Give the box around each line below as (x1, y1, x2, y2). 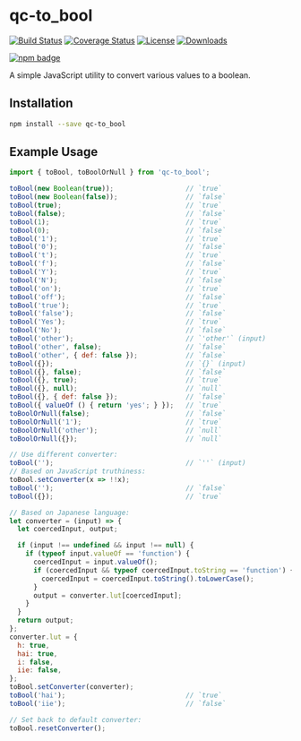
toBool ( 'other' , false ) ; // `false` (9, 342, 227, 351)
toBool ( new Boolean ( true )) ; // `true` (9, 185, 222, 194)
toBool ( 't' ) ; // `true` (9, 251, 222, 260)
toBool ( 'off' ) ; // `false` (9, 292, 227, 301)
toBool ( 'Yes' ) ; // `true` (9, 317, 222, 327)
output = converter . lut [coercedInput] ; (32, 590, 182, 600)
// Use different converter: (9, 450, 118, 460)
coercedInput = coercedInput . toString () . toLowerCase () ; (41, 574, 254, 583)
